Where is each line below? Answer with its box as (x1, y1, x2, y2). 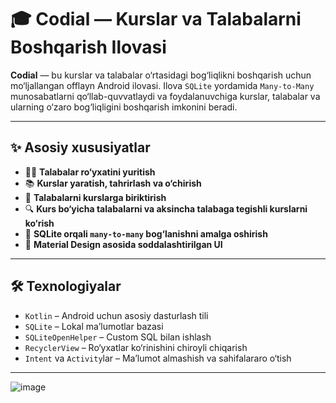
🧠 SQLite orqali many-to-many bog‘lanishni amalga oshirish (24, 227, 268, 240)
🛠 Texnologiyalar (10, 278, 122, 295)
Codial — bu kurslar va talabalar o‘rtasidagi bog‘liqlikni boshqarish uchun (10, 69, 312, 81)
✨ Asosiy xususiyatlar (10, 139, 151, 156)
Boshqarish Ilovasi (10, 36, 167, 59)
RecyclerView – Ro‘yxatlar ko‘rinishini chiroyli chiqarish (24, 341, 248, 353)
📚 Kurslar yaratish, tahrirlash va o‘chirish (24, 177, 202, 189)
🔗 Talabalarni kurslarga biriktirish (24, 191, 167, 203)
